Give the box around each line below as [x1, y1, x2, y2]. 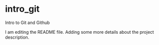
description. [5, 34, 29, 40]
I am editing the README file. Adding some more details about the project [5, 29, 154, 35]
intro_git [5, 3, 40, 15]
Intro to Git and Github [5, 20, 50, 25]
